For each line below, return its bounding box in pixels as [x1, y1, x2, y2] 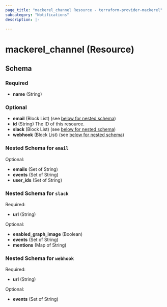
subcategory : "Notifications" [5, 12, 70, 17]
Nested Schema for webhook [5, 254, 74, 261]
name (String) [12, 91, 42, 97]
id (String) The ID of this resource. [12, 121, 85, 127]
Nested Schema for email [5, 144, 69, 151]
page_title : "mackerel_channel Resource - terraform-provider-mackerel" [5, 7, 163, 13]
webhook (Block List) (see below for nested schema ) [12, 131, 125, 138]
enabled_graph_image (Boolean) [12, 231, 83, 237]
